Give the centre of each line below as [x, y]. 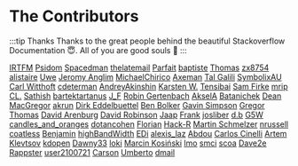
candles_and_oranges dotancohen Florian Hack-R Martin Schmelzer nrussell [149, 124]
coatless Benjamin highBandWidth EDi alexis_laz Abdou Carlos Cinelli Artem [148, 133]
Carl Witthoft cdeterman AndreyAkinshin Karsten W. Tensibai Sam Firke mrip [149, 86]
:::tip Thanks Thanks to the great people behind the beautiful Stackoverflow [147, 41]
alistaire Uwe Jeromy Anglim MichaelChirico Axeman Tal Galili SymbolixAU [145, 76]
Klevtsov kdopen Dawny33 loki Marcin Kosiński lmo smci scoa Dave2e [138, 143]
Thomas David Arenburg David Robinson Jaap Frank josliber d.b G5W [136, 115]
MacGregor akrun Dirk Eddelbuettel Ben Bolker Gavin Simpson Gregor [137, 105]
